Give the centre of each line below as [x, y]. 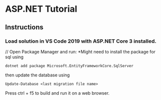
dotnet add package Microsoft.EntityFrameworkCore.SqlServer [69, 66]
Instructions [24, 27]
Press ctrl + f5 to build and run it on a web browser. [57, 93]
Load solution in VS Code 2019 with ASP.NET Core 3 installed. [81, 41]
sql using [14, 57]
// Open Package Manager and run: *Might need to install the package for [80, 51]
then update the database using [38, 75]
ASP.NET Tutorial [41, 9]
